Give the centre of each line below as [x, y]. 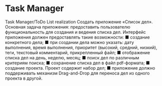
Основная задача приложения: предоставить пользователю [68, 27]
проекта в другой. [24, 78]
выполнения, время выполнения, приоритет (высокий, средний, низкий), [81, 47]
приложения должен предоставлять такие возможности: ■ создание [77, 37]
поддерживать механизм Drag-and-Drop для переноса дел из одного [77, 73]
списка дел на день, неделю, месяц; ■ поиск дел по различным [72, 57]
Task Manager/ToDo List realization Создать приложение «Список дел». [79, 22]
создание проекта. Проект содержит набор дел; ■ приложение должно [80, 68]
